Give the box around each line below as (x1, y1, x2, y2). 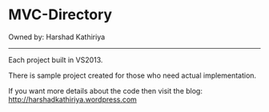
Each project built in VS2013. (8, 54, 103, 65)
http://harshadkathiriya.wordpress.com (8, 94, 138, 104)
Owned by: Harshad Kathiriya (8, 32, 106, 42)
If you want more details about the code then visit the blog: (8, 86, 203, 95)
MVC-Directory (8, 6, 113, 24)
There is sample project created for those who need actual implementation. (8, 70, 257, 80)
